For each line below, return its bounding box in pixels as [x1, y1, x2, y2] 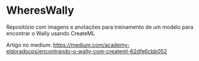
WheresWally [6, 4, 75, 17]
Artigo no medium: [6, 41, 52, 48]
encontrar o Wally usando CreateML [6, 29, 96, 36]
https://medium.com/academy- [53, 41, 130, 48]
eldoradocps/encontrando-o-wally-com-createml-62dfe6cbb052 [6, 47, 167, 54]
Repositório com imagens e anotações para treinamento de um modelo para [6, 23, 194, 30]
